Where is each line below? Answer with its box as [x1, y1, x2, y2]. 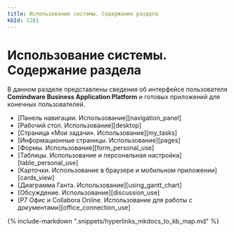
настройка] [148, 151, 182, 160]
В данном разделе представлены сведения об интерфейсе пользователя [7, 85, 228, 94]
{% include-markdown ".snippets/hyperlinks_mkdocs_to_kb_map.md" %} [7, 217, 220, 226]
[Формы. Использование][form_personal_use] [17, 143, 155, 152]
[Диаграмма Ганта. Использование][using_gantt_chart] [17, 181, 183, 190]
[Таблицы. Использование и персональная [17, 151, 147, 160]
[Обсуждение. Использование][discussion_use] [17, 188, 160, 197]
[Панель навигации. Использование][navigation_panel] [17, 114, 182, 122]
